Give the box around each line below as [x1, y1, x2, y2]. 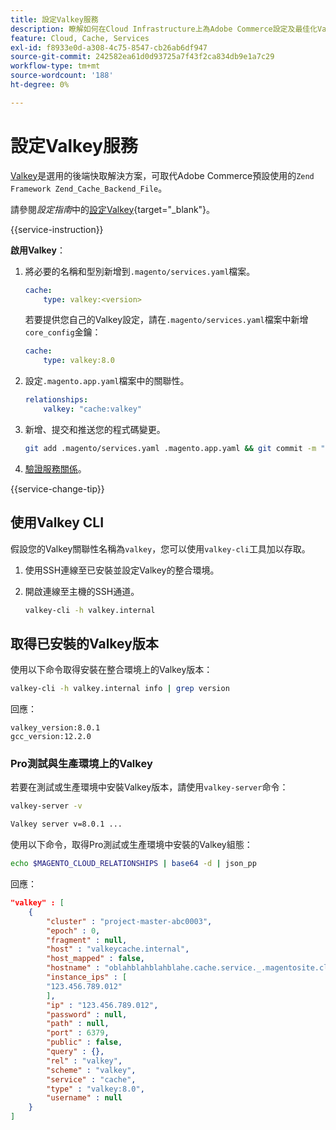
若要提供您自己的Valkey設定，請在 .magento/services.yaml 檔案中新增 [24, 314, 309, 326]
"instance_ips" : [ [46, 972, 128, 983]
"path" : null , [46, 1019, 110, 1029]
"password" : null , [46, 1009, 128, 1020]
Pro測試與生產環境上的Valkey [10, 757, 153, 771]
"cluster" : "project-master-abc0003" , [46, 916, 213, 926]
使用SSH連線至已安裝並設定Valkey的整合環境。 [24, 564, 220, 576]
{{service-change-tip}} [10, 482, 105, 495]
